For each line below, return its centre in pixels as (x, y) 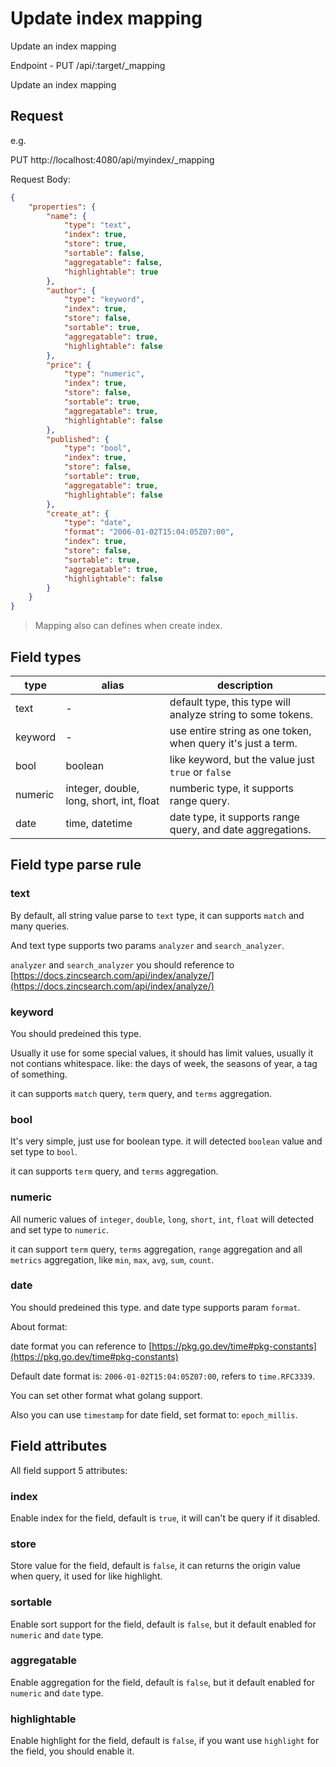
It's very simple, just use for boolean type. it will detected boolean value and (166, 1141)
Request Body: (40, 179)
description (244, 685)
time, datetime (99, 823)
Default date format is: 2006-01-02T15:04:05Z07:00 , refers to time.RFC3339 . (162, 1376)
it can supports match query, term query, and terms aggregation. (141, 1093)
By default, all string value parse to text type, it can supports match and (157, 915)
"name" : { (66, 216)
